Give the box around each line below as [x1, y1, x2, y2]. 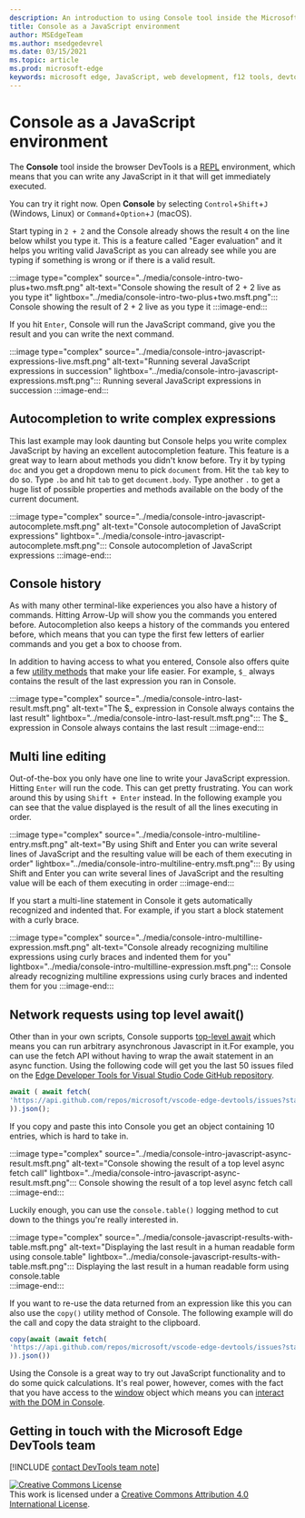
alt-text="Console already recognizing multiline [91, 942, 269, 953]
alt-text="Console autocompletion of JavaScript [102, 521, 281, 531]
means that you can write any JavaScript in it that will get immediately [9, 170, 271, 182]
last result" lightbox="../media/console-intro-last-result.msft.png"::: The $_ [9, 713, 289, 724]
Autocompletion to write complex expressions [9, 411, 277, 427]
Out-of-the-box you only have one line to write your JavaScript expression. [9, 773, 290, 784]
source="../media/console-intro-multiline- [103, 829, 261, 840]
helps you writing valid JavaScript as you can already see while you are [9, 245, 277, 256]
